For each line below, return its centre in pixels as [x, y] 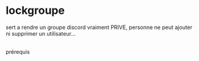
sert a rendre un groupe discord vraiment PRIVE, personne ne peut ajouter [99, 27]
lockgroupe [35, 11]
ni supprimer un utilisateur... [41, 33]
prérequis [18, 51]
